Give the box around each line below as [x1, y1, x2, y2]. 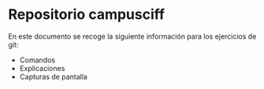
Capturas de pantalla [19, 72, 88, 81]
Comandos [19, 55, 56, 65]
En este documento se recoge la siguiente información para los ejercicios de [8, 32, 257, 41]
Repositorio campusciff [8, 6, 165, 24]
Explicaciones [19, 63, 65, 72]
